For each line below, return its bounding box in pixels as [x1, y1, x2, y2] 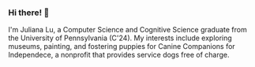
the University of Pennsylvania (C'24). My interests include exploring [8, 33, 233, 43]
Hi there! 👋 [8, 7, 50, 18]
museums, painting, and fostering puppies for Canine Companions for [8, 42, 235, 51]
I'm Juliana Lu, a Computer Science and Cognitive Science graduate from [8, 25, 247, 35]
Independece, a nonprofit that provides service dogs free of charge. [8, 50, 230, 60]
